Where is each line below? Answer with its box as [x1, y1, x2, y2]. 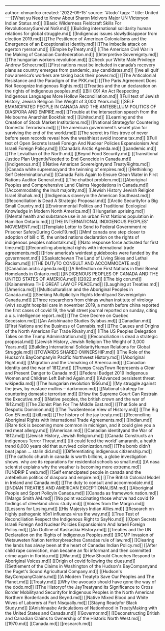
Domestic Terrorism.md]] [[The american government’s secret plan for [5, 125, 147, 130]
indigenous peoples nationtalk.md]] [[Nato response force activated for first [5, 239, 159, 245]
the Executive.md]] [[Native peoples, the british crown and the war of [5, 396, 145, 402]
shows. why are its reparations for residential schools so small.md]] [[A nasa [5, 459, 160, 464]
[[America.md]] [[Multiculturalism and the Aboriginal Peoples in [5, 287, 134, 292]
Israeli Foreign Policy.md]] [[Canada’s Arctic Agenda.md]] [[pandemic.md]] [5, 145, 157, 151]
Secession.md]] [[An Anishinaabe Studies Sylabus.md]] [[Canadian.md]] [5, 318, 152, 323]
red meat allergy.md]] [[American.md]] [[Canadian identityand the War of [5, 428, 153, 433]
